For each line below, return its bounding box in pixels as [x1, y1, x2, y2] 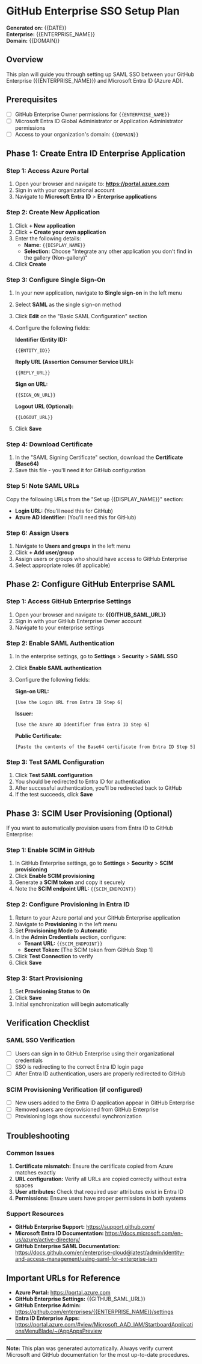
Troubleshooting [6, 1130, 70, 1141]
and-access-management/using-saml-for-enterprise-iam [14, 1255, 158, 1263]
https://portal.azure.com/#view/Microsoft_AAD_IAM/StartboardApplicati [14, 1321, 194, 1328]
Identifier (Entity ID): [14, 336, 67, 344]
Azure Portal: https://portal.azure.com [14, 1289, 111, 1296]
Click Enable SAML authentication [14, 664, 102, 671]
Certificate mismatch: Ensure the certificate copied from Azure [14, 1162, 173, 1170]
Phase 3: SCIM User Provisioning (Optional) [6, 808, 173, 819]
